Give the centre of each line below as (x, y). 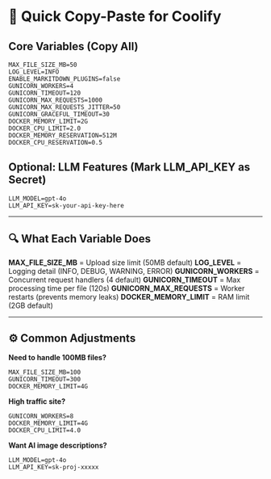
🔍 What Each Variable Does (80, 239)
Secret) (27, 180)
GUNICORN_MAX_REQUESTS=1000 (56, 100)
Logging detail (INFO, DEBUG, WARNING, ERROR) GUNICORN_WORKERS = (134, 271)
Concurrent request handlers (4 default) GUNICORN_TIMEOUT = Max (125, 279)
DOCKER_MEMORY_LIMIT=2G (48, 121)
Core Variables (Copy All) (73, 46)
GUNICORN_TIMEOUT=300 (45, 380)
